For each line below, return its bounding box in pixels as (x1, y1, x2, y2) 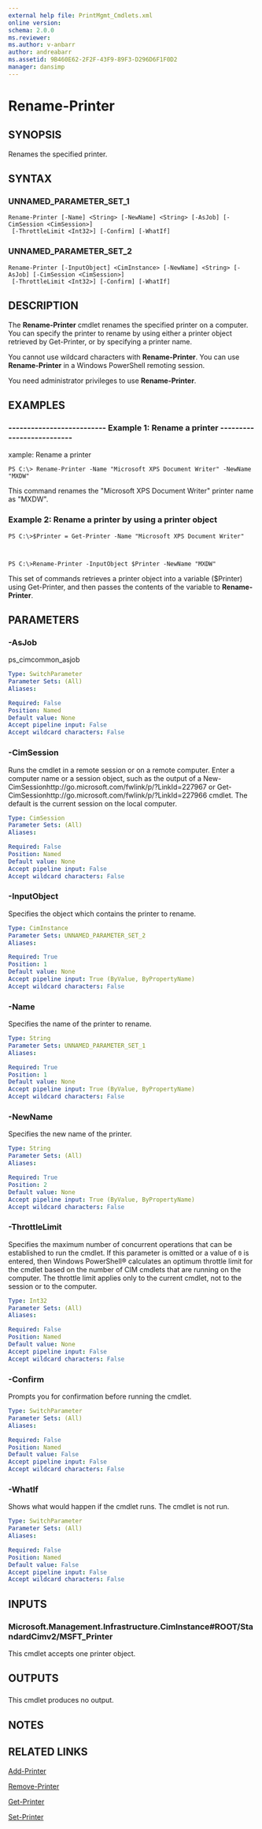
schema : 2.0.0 (8, 26, 55, 34)
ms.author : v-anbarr (8, 41, 76, 49)
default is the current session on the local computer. (8, 798, 177, 808)
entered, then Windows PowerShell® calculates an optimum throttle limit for (8, 1256, 253, 1266)
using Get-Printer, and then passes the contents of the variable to (8, 582, 220, 592)
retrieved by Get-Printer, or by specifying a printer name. (8, 336, 193, 346)
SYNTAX (8, 172, 53, 186)
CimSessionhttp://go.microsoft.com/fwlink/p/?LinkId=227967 (8, 782, 207, 791)
